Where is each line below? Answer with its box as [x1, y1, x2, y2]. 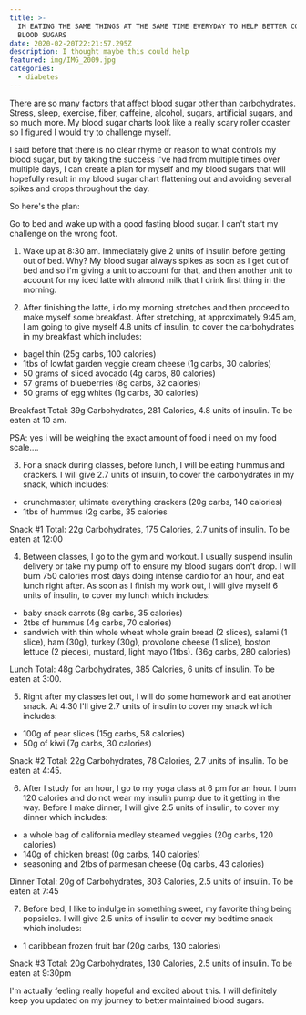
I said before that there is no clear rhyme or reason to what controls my [9, 144, 277, 155]
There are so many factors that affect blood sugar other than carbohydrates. [9, 97, 296, 108]
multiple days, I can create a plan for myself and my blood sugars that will [9, 163, 286, 174]
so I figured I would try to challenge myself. [9, 127, 172, 137]
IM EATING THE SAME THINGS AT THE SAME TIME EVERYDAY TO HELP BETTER [17, 22, 287, 31]
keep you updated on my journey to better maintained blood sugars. [9, 994, 265, 1006]
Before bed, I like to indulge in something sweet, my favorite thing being [22, 903, 293, 914]
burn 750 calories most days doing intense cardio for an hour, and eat [22, 570, 285, 581]
